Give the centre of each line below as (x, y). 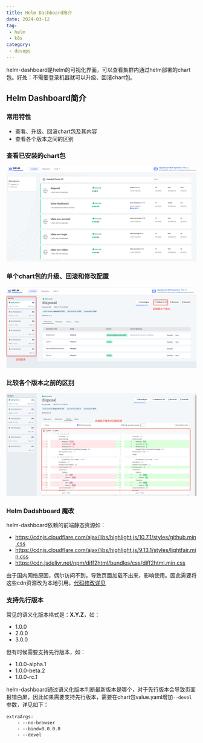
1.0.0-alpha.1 (31, 664)
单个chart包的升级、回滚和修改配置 (58, 276)
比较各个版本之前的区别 (40, 383)
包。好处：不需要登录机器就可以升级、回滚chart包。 (71, 77)
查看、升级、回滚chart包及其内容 (56, 131)
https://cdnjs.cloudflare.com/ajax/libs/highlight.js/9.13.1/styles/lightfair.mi (105, 550)
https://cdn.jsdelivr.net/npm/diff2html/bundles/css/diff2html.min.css (100, 563)
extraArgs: (20, 716)
